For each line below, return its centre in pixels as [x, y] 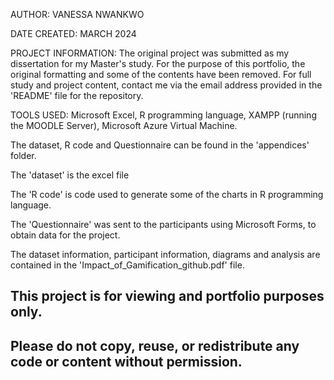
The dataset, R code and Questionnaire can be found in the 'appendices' [160, 145]
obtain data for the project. [65, 235]
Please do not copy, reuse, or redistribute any [155, 345]
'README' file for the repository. [77, 95]
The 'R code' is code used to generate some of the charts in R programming [167, 194]
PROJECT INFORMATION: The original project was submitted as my [150, 53]
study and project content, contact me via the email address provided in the [166, 85]
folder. [23, 155]
